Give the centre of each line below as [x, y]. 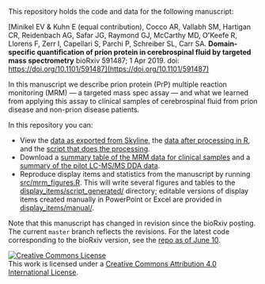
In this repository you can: [51, 125]
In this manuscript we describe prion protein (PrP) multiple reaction [118, 84]
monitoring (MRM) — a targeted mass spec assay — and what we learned [129, 93]
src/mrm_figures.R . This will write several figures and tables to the [127, 182]
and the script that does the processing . [85, 149]
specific [22, 52]
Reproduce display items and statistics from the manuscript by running [135, 174]
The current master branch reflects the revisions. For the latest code [119, 232]
